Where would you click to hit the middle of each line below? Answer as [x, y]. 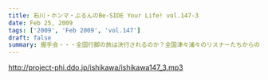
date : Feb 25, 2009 [41, 23]
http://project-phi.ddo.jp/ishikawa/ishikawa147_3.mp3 [96, 67]
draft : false [30, 38]
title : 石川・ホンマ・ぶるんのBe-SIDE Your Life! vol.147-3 [104, 15]
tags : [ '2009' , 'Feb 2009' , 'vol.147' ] [75, 30]
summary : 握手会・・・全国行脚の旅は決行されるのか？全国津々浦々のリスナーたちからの [134, 45]
